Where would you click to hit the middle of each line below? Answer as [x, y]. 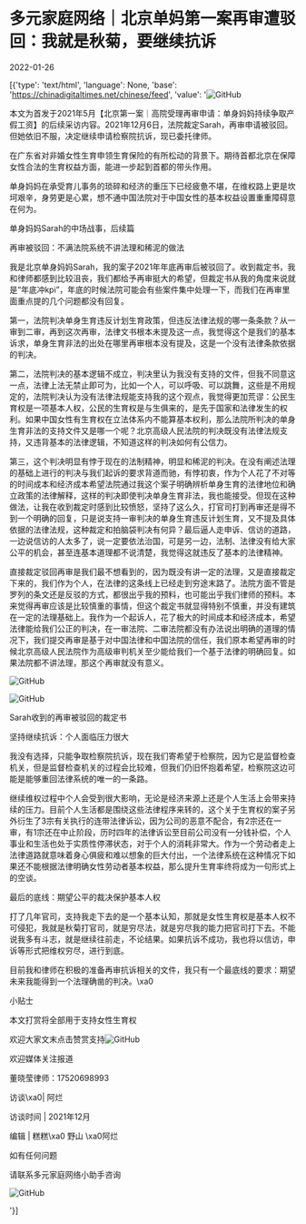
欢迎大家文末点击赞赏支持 [57, 1039]
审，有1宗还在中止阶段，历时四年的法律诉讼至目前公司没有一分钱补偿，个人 [150, 832]
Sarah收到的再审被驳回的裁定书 [68, 717]
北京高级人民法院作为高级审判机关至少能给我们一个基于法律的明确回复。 [152, 651]
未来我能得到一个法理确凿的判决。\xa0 [82, 981]
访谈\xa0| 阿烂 [36, 1097]
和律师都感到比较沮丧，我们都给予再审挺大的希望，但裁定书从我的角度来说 [148, 278]
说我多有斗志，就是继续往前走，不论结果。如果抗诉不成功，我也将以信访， [148, 939]
